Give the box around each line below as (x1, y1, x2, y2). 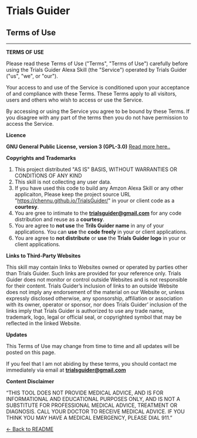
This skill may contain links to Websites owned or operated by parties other (6, 263, 188, 270)
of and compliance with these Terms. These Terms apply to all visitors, (6, 90, 177, 97)
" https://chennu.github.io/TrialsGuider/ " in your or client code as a (14, 197, 175, 204)
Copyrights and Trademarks (6, 155, 76, 161)
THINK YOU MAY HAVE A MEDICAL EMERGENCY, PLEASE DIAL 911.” (6, 414, 173, 421)
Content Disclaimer (6, 378, 55, 384)
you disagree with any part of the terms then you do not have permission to (6, 114, 189, 121)
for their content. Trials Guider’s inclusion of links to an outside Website (6, 282, 178, 289)
